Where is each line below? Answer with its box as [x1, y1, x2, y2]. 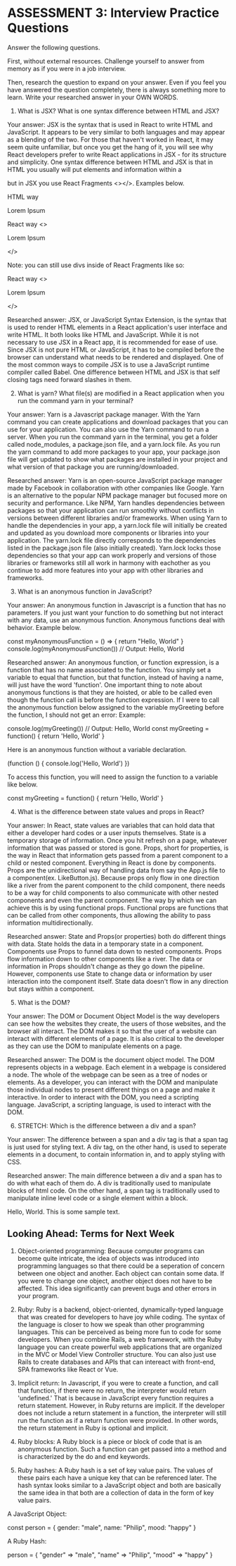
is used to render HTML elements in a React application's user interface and [7, 323, 228, 331]
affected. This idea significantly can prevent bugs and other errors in [17, 1284, 216, 1293]
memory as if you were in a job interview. [7, 64, 126, 73]
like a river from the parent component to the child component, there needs [7, 881, 225, 889]
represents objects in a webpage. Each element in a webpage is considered [7, 1063, 227, 1071]
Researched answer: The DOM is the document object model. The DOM [7, 1055, 216, 1063]
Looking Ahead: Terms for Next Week [7, 1228, 175, 1240]
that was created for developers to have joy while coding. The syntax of [17, 1312, 225, 1321]
